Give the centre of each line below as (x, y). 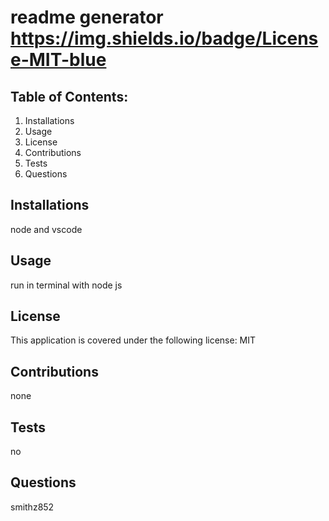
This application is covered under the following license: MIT (133, 340)
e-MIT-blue (58, 60)
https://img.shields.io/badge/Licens (164, 38)
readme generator (87, 17)
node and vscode (46, 229)
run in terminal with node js (66, 285)
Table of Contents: (69, 96)
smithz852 (32, 507)
